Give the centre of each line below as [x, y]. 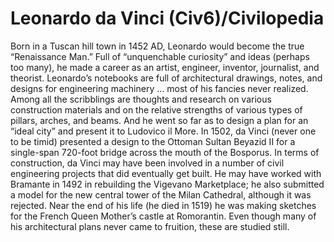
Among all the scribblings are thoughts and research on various [141, 99]
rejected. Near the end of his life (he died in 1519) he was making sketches [163, 205]
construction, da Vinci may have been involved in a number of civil [147, 163]
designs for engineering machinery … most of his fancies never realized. [159, 88]
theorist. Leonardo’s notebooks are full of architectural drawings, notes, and [166, 78]
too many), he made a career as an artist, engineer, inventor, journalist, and [165, 67]
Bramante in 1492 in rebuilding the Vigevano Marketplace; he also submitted [167, 184]
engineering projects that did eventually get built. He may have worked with [166, 173]
